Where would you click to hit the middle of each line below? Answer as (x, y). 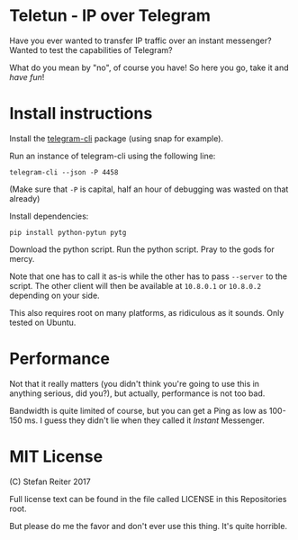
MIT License (56, 456)
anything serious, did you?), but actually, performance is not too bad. (137, 393)
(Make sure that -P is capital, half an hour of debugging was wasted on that (149, 189)
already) (25, 198)
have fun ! (27, 76)
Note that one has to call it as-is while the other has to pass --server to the (149, 276)
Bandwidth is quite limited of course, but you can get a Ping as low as (138, 410)
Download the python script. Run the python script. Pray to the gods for (142, 249)
